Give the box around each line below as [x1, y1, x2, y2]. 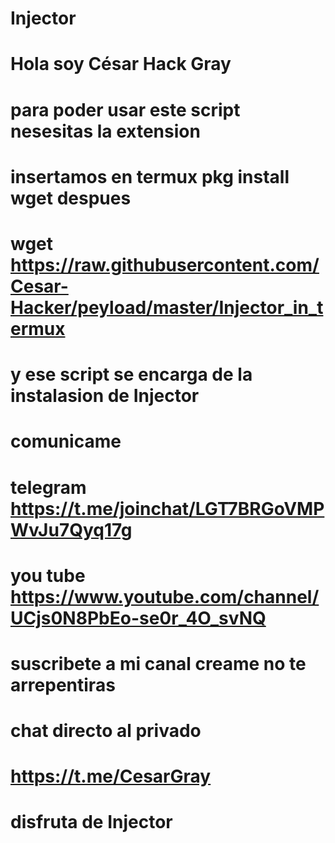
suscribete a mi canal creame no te [10, 652, 307, 675]
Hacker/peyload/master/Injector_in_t [10, 296, 324, 319]
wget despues [10, 187, 132, 209]
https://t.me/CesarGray [10, 765, 212, 788]
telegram [10, 476, 87, 499]
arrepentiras [10, 673, 116, 696]
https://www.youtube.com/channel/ [10, 585, 320, 608]
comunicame [10, 430, 122, 453]
